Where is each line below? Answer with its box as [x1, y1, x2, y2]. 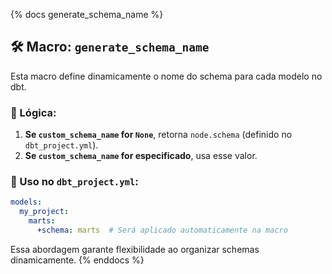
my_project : [19, 207, 70, 217]
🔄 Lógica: [10, 105, 57, 119]
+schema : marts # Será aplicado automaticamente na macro [36, 225, 288, 236]
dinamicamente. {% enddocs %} [10, 254, 145, 266]
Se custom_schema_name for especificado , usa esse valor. [24, 150, 258, 162]
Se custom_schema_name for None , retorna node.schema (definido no [24, 129, 293, 141]
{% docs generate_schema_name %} [10, 9, 164, 20]
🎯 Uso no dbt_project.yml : [10, 175, 139, 189]
